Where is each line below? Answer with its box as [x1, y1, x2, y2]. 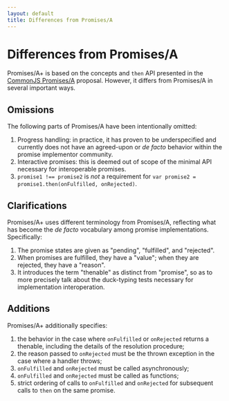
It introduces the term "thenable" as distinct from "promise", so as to [17, 268, 213, 277]
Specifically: [7, 233, 43, 241]
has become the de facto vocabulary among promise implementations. [7, 225, 209, 234]
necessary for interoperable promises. [17, 165, 127, 174]
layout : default [7, 10, 54, 17]
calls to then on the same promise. [17, 386, 116, 394]
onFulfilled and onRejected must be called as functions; [17, 371, 179, 380]
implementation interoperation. [17, 283, 105, 291]
